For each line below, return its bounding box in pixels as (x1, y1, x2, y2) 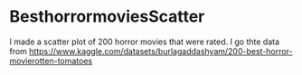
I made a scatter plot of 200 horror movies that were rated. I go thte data (9, 36, 280, 47)
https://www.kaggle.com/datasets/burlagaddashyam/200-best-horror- (28, 45, 293, 56)
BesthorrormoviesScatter (9, 6, 205, 27)
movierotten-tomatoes (9, 55, 93, 66)
